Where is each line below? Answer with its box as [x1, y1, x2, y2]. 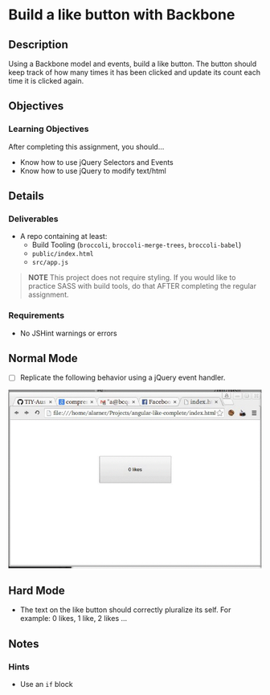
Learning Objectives [8, 123, 90, 134]
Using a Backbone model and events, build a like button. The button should [8, 59, 257, 68]
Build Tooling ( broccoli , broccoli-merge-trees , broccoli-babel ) [31, 240, 242, 250]
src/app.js [31, 259, 69, 267]
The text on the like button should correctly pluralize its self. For [19, 605, 231, 615]
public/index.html [31, 250, 94, 258]
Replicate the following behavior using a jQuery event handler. [19, 372, 226, 383]
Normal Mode [8, 352, 78, 365]
